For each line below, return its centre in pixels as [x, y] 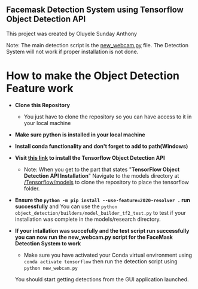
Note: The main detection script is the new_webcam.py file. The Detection [97, 45]
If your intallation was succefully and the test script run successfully [102, 230]
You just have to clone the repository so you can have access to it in [108, 117]
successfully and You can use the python [66, 206]
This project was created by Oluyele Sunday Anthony [72, 34]
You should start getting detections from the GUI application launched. [102, 279]
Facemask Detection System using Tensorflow [95, 10]
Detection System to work [48, 243]
